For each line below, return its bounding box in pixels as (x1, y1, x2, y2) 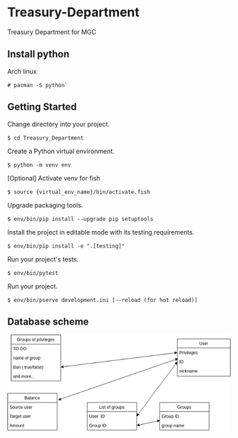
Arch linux (7, 67, 37, 75)
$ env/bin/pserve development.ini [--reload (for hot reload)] (7, 296, 198, 303)
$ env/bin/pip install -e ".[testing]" (7, 242, 125, 249)
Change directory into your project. (7, 120, 110, 128)
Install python (7, 48, 69, 60)
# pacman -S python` (7, 82, 69, 89)
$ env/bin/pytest (7, 269, 59, 276)
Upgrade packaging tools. (7, 201, 84, 209)
